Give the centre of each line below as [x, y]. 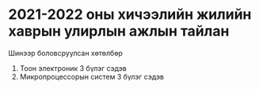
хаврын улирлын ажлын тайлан [119, 31]
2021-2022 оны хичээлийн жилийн [130, 15]
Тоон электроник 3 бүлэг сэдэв [73, 68]
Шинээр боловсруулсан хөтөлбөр [65, 53]
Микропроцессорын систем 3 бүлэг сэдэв [92, 76]
